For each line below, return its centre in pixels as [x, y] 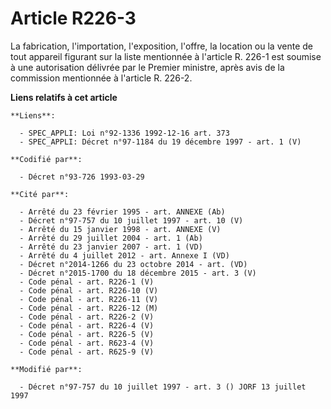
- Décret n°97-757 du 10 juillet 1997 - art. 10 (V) [131, 220]
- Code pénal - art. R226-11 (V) [89, 299]
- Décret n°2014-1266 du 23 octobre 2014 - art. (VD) [133, 264]
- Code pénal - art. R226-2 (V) [87, 317]
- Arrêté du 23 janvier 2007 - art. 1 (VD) [111, 247]
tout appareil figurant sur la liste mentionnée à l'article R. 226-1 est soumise [166, 56]
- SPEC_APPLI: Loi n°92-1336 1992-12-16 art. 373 [124, 133]
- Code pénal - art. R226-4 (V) [87, 325]
